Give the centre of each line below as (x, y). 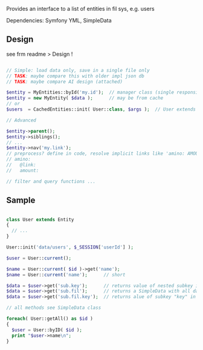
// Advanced (21, 120)
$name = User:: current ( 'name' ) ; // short (66, 274)
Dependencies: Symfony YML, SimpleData (59, 20)
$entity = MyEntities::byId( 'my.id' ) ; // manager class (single (90, 92)
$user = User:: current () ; (39, 258)
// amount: (23, 170)
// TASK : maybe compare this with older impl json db (76, 76)
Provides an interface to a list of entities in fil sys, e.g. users (81, 9)
